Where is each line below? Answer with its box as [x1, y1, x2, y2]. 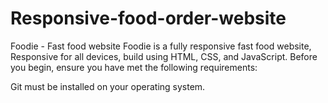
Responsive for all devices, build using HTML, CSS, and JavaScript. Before [10, 50, 318, 62]
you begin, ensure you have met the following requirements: [10, 61, 258, 73]
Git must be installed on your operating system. [10, 80, 206, 92]
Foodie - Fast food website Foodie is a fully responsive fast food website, [10, 40, 312, 52]
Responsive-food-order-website [10, 7, 287, 30]
